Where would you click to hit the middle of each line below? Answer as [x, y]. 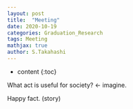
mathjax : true [28, 46]
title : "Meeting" [33, 20]
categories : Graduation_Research [55, 33]
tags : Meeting [28, 39]
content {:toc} [37, 71]
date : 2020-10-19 [32, 26]
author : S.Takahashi [37, 52]
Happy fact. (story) [34, 98]
